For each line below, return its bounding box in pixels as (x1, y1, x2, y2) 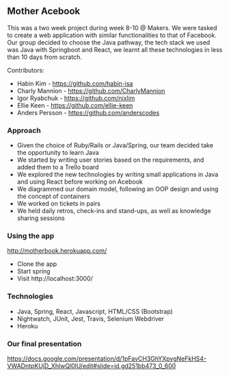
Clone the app (16, 260, 57, 268)
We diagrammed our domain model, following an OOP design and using (16, 185, 219, 193)
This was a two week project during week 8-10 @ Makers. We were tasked (7, 23, 217, 32)
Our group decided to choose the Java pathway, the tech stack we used (7, 38, 211, 47)
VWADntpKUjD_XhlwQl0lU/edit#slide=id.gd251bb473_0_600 (7, 362, 176, 369)
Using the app (7, 231, 55, 241)
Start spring (16, 267, 51, 276)
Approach (7, 125, 41, 135)
